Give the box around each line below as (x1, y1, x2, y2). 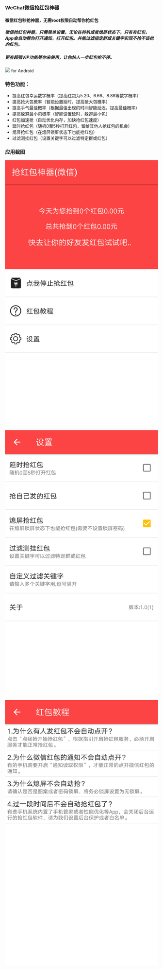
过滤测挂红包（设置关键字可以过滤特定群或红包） (12, 135, 110, 141)
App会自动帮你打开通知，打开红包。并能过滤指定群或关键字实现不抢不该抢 (5, 35, 154, 41)
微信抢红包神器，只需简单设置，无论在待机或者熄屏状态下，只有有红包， (5, 29, 149, 35)
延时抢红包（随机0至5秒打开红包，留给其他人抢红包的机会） (12, 123, 132, 129)
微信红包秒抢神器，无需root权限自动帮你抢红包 (5, 17, 98, 23)
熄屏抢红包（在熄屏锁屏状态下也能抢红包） (12, 129, 98, 135)
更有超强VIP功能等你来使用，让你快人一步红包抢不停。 (5, 54, 114, 60)
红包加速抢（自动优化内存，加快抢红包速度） (12, 117, 102, 123)
